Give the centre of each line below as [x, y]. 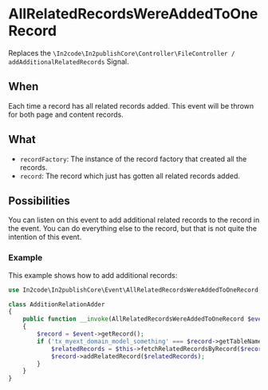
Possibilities [39, 201]
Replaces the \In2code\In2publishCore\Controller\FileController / [122, 53]
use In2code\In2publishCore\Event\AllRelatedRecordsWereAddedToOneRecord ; [135, 290]
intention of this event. [45, 237]
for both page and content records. [66, 114]
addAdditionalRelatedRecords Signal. [69, 62]
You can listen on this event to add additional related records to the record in [134, 220]
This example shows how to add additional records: [93, 275]
